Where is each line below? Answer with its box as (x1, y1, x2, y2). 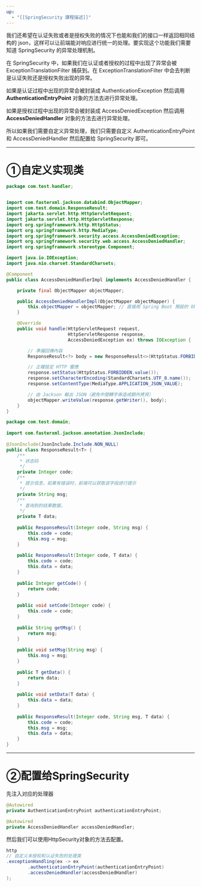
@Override (17, 321, 42, 327)
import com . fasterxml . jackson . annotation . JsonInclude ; (6, 430, 146, 437)
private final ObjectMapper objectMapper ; (17, 288, 124, 294)
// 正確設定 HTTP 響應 (28, 364, 79, 370)
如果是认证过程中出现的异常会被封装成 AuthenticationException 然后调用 (6, 87, 185, 94)
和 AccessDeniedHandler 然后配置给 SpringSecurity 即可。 (6, 135, 151, 142)
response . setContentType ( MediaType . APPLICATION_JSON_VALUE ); (28, 381, 184, 387)
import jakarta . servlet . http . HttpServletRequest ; (6, 211, 133, 217)
